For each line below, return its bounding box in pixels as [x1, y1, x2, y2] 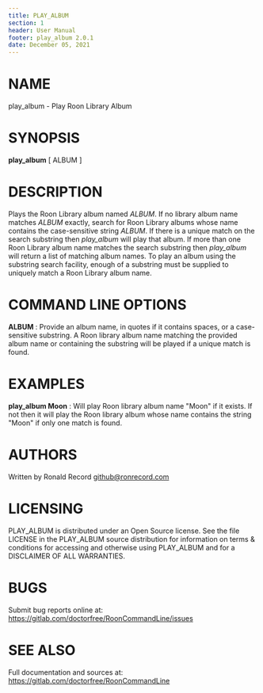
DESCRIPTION [8, 183, 103, 201]
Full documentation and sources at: [8, 667, 124, 677]
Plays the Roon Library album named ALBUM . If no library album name [8, 209, 238, 219]
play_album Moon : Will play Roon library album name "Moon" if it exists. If [8, 401, 253, 410]
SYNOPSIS [8, 129, 81, 147]
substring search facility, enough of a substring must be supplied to [8, 259, 229, 269]
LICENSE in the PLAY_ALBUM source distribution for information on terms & [8, 534, 255, 543]
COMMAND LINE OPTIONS [8, 296, 187, 314]
